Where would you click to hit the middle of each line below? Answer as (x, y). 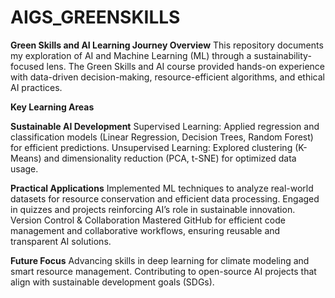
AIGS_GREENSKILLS (95, 17)
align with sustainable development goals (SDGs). (112, 282)
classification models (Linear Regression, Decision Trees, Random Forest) (162, 137)
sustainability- (282, 55)
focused (27, 66)
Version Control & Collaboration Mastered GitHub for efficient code (148, 220)
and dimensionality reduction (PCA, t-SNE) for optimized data (170, 158)
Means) (26, 158)
